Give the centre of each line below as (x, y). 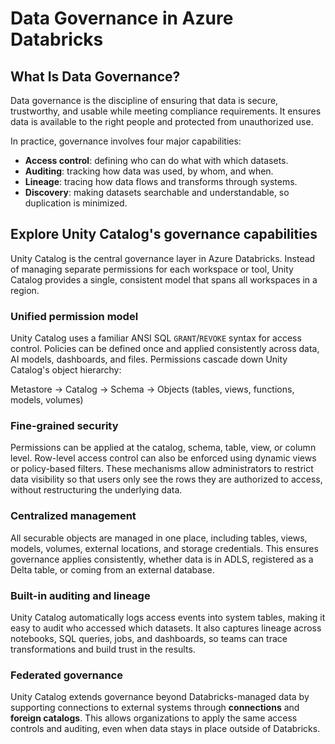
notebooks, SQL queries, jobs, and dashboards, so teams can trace (149, 638)
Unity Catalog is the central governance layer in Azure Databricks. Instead (163, 258)
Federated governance (66, 675)
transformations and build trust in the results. (103, 649)
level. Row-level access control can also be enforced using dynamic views (163, 458)
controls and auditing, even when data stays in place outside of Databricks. (165, 729)
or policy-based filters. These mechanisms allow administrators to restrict (162, 469)
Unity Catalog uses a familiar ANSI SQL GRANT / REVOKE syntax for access (156, 338)
